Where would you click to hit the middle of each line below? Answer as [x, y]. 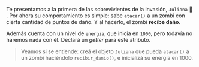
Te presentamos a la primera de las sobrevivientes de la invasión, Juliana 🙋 [99, 9]
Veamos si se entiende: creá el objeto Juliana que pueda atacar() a [105, 51]
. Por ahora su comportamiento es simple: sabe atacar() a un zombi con [96, 16]
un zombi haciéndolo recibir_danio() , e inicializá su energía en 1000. [107, 58]
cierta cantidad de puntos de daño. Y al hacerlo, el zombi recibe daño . [94, 22]
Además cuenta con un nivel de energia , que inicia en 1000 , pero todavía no [99, 33]
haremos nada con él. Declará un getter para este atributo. [79, 40]
